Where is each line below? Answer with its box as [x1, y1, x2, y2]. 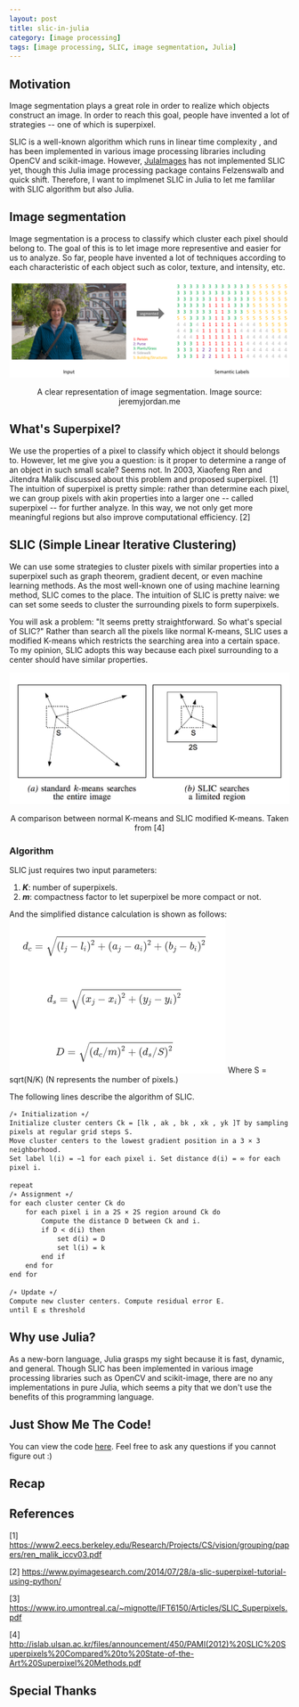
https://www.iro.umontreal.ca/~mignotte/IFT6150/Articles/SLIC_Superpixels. [9, 1602, 287, 1613]
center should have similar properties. [9, 654, 149, 665]
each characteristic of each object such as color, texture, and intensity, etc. [9, 261, 286, 272]
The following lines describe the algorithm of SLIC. [9, 1091, 195, 1102]
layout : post [9, 14, 58, 23]
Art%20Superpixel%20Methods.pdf [9, 1657, 141, 1668]
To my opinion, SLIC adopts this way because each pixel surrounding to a [9, 644, 279, 655]
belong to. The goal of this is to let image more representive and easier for [9, 242, 282, 253]
